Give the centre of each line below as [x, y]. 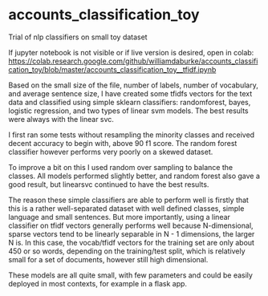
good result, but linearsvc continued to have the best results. [109, 184]
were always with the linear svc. [61, 119]
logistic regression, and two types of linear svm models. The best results [128, 111]
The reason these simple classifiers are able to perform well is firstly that [128, 200]
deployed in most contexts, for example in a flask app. [97, 283]
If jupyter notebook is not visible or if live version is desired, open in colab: [131, 52]
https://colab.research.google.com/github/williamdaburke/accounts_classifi [133, 61]
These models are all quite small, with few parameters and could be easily [130, 275]
